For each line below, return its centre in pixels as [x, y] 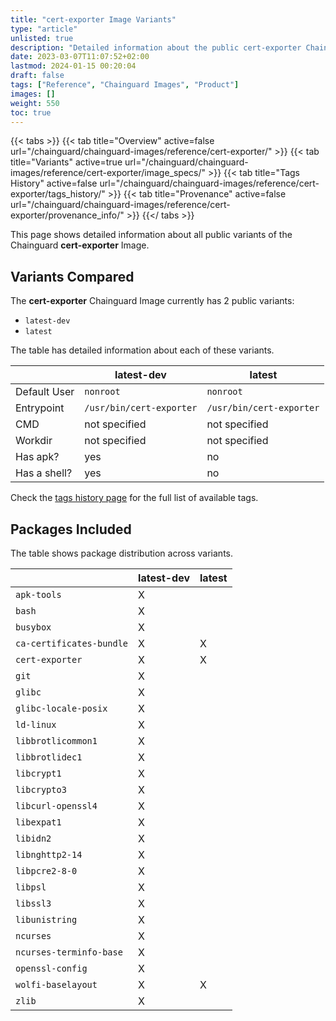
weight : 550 [35, 103]
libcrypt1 [38, 773]
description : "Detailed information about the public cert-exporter [156, 47]
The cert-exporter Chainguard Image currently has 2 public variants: [152, 301]
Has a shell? [44, 473]
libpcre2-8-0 [46, 871]
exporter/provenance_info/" [67, 215]
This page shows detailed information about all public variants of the [151, 235]
